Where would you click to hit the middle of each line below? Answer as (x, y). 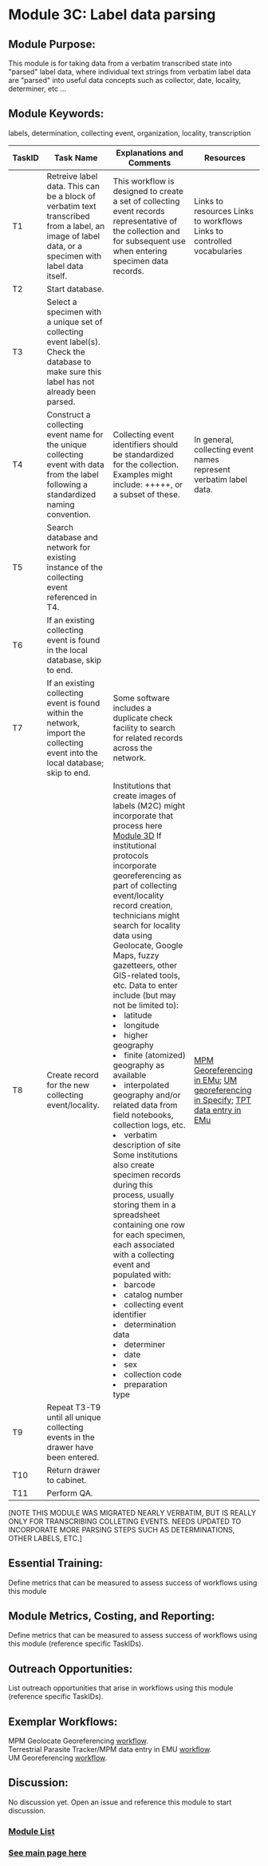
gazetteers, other (145, 965)
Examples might (143, 474)
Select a (62, 302)
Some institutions (145, 1155)
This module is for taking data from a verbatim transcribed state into (120, 63)
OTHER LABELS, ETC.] (45, 1538)
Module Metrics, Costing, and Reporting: (112, 1617)
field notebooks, (143, 1115)
